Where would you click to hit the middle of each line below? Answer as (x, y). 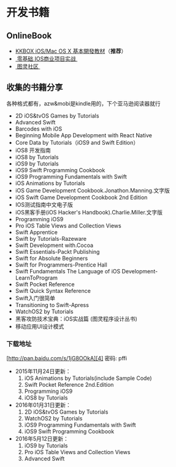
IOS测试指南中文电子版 (44, 204)
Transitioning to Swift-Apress (52, 305)
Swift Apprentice (36, 232)
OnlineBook (29, 35)
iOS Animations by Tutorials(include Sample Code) (88, 378)
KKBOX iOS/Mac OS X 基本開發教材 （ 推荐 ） (71, 51)
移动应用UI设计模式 (40, 326)
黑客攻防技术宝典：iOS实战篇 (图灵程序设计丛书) (76, 319)
